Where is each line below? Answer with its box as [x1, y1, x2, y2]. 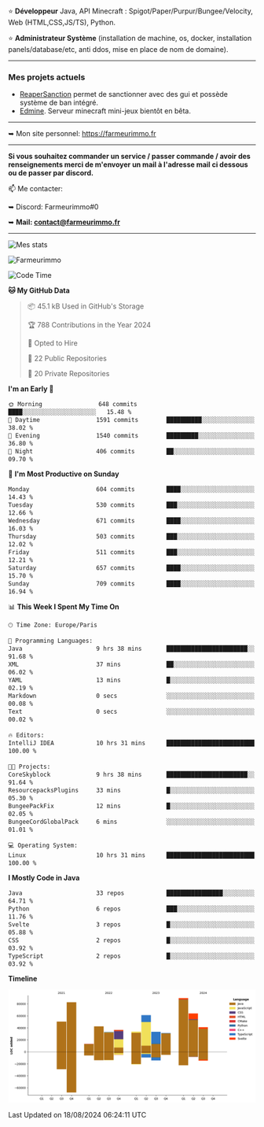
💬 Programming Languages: [8, 637, 93, 645]
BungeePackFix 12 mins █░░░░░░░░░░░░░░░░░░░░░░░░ [8, 802, 255, 811]
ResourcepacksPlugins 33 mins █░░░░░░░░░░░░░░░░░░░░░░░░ [8, 786, 255, 795]
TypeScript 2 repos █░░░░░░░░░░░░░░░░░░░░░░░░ [8, 952, 255, 960]
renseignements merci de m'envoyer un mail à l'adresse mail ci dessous [8, 160, 249, 169]
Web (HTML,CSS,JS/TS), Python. [8, 18, 116, 27]
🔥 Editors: [8, 731, 45, 740]
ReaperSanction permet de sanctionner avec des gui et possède [19, 90, 229, 99]
